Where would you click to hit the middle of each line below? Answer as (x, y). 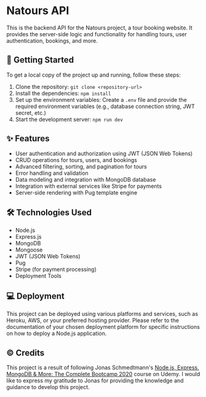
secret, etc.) (30, 113)
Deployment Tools (38, 276)
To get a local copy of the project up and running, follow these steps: (94, 75)
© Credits (26, 353)
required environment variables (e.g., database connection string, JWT (105, 106)
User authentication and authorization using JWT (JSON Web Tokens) (104, 153)
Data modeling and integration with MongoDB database (85, 179)
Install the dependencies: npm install (63, 93)
